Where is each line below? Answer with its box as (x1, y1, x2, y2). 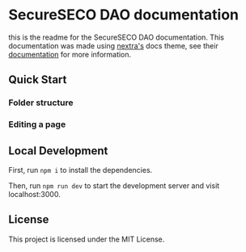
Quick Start (8, 73, 67, 86)
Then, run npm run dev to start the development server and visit (8, 180, 220, 191)
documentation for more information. (8, 49, 132, 59)
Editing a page (8, 119, 66, 130)
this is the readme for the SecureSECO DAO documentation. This (8, 32, 225, 42)
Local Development (8, 144, 108, 157)
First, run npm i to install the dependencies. (8, 165, 153, 174)
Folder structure (8, 97, 74, 108)
